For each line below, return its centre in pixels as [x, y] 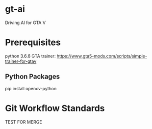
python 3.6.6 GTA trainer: [30, 56]
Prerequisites [33, 42]
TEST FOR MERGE [24, 122]
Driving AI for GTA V [25, 23]
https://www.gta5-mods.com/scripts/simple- [102, 56]
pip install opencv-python [31, 88]
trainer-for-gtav [21, 61]
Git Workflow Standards [55, 108]
